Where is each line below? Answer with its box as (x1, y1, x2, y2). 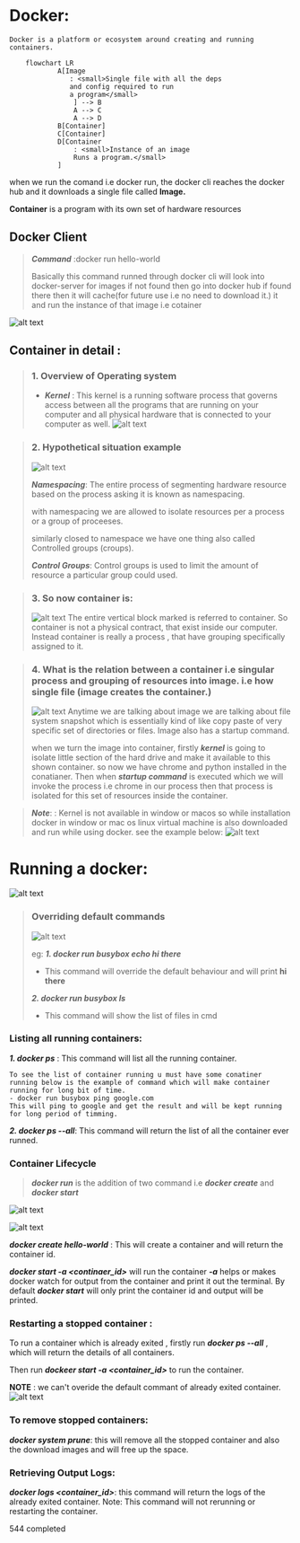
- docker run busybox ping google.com (9, 1093, 154, 1103)
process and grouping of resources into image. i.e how (30, 675, 274, 687)
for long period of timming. (9, 1109, 118, 1118)
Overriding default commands (30, 911, 166, 923)
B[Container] (56, 121, 106, 130)
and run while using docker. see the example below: (30, 827, 224, 838)
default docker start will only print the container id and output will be (9, 1285, 264, 1296)
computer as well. (44, 419, 111, 429)
